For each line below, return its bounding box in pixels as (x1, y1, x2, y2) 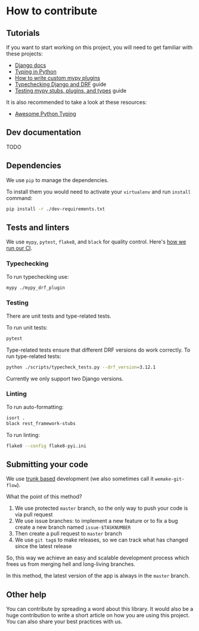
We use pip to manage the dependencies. (6, 176, 109, 183)
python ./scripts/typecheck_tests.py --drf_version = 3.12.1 (6, 364, 156, 370)
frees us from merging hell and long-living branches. (6, 561, 136, 568)
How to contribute (6, 4, 98, 18)
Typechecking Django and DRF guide (14, 81, 107, 88)
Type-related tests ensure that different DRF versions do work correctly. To (6, 346, 191, 353)
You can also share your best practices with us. (6, 618, 123, 625)
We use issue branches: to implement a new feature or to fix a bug (14, 518, 178, 525)
